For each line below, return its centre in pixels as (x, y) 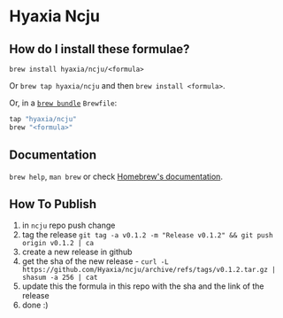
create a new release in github (77, 252)
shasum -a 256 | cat (60, 278)
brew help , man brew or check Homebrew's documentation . (116, 176)
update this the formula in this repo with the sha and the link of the (143, 286)
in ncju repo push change (69, 225)
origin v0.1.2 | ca (58, 244)
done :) (35, 305)
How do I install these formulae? (99, 49)
